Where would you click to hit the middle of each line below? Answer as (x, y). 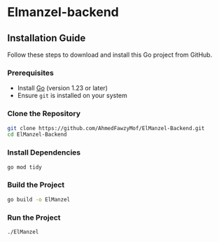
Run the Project (34, 218)
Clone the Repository (44, 114)
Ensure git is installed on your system (72, 96)
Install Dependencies (44, 152)
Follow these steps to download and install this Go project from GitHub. (110, 55)
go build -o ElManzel (39, 199)
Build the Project (36, 185)
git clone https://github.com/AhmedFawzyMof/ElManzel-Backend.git (106, 128)
